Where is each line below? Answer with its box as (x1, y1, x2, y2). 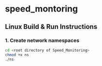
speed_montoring (5, 3, 78, 14)
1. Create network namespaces (5, 37, 80, 44)
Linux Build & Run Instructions (5, 23, 98, 31)
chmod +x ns (5, 52, 29, 57)
